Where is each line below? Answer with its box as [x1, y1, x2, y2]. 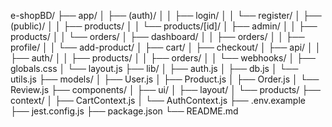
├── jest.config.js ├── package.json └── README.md [10, 105, 239, 117]
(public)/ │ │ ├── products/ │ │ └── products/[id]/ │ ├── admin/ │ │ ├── [10, 20, 318, 32]
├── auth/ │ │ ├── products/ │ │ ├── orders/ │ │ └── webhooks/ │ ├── [10, 52, 316, 64]
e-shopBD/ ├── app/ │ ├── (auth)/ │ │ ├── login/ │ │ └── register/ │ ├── [10, 10, 322, 21]
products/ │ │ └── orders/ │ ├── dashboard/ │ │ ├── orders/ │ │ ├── [10, 31, 305, 42]
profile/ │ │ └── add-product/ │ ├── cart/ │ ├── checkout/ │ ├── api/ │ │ [10, 41, 322, 53]
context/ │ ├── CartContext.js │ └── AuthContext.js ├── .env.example [10, 95, 306, 106]
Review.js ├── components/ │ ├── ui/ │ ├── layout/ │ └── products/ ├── [10, 84, 321, 95]
